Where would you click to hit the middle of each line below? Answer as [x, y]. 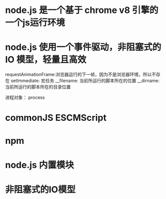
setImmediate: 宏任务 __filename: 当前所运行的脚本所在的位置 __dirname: [85, 81]
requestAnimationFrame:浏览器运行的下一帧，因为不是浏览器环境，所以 [79, 75]
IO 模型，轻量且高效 [46, 60]
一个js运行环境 [35, 23]
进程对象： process [25, 98]
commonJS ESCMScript [56, 118]
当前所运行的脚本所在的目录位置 [38, 87]
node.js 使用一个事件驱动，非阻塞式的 [83, 47]
